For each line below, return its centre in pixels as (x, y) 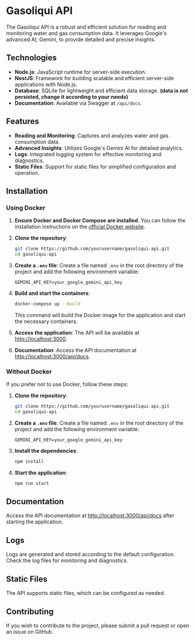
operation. (27, 173)
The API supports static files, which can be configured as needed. (86, 593)
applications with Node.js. (46, 84)
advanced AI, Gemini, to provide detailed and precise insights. (81, 39)
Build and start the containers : (52, 293)
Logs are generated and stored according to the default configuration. (90, 555)
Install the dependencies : (46, 450)
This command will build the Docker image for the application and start (100, 315)
